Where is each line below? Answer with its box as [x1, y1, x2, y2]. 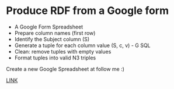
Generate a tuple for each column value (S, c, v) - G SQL [14, 42, 151, 49]
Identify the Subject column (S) [14, 35, 90, 42]
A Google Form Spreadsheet [14, 23, 83, 30]
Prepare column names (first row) [14, 29, 96, 36]
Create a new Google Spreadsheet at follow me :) [6, 65, 124, 72]
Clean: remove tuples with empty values [14, 48, 112, 55]
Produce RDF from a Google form [6, 4, 169, 17]
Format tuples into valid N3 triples [14, 54, 96, 61]
